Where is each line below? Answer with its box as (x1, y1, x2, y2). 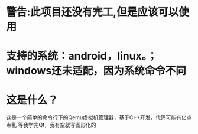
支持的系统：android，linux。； (6, 50, 158, 63)
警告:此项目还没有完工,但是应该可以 (6, 5, 179, 19)
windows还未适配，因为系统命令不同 (6, 64, 186, 77)
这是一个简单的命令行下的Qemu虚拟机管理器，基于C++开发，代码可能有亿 (6, 114, 187, 121)
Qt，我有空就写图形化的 (38, 122, 96, 129)
